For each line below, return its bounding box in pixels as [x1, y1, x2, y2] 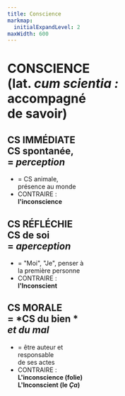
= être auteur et [17, 343, 64, 351]
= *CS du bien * [7, 313, 79, 325]
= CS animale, [17, 175, 59, 183]
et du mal [7, 324, 49, 336]
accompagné [7, 91, 86, 107]
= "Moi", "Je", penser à [17, 259, 84, 268]
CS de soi [7, 229, 50, 241]
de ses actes [17, 358, 55, 366]
